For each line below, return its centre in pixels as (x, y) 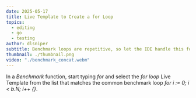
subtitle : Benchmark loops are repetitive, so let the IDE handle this (95, 49)
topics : (15, 22)
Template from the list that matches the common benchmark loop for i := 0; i (98, 82)
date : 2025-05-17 (27, 11)
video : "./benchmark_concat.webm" (48, 60)
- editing (23, 28)
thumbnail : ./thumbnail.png (40, 55)
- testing (23, 38)
